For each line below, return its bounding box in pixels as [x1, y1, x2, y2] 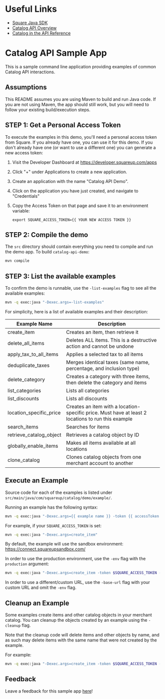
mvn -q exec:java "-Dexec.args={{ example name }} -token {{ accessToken [5, 514, 160, 518]
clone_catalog [7, 456, 40, 463]
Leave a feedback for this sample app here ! [5, 688, 93, 694]
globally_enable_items [7, 442, 58, 449]
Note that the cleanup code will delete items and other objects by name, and [5, 632, 160, 638]
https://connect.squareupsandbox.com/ [5, 546, 86, 552]
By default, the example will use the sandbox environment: [5, 541, 124, 547]
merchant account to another [66, 459, 134, 466]
